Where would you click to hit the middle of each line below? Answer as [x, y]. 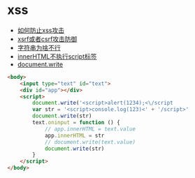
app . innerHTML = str [74, 135]
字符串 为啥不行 [39, 47]
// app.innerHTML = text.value [90, 129]
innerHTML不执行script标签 [57, 56]
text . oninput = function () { [76, 123]
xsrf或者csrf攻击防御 [47, 39]
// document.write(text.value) [90, 142]
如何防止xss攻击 [41, 30]
